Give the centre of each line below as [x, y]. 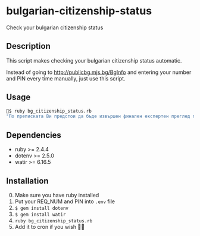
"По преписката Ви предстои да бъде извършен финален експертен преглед [98, 117]
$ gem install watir [40, 215]
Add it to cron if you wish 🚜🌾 [50, 226]
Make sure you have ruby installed [57, 195]
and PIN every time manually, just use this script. [66, 78]
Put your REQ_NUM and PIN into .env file [65, 201]
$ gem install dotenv [41, 208]
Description [28, 46]
